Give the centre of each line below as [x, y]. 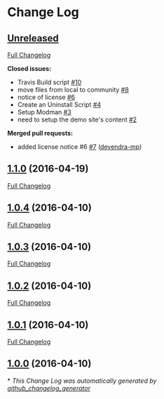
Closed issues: [29, 68]
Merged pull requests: [40, 133]
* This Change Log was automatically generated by [82, 381]
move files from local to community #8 [73, 90]
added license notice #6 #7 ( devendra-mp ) [80, 147]
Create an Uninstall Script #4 [59, 105]
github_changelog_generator [49, 388]
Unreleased [33, 38]
